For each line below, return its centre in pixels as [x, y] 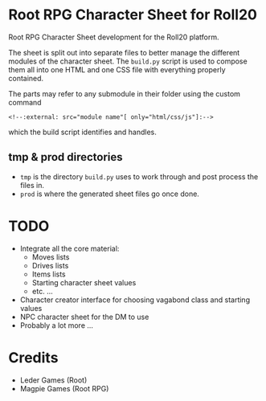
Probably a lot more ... [57, 325]
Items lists [49, 274]
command [25, 102]
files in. [32, 185]
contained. [26, 78]
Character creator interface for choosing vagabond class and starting [135, 300]
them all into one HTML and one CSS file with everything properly [117, 69]
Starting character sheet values [84, 282]
